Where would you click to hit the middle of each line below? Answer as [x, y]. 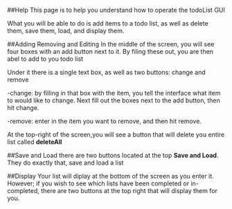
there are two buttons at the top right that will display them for [129, 191]
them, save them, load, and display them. [66, 31]
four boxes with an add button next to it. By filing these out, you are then [110, 52]
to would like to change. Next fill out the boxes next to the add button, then [114, 100]
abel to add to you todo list [45, 59]
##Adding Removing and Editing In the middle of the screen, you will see [111, 44]
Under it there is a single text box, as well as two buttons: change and [106, 72]
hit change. [23, 108]
